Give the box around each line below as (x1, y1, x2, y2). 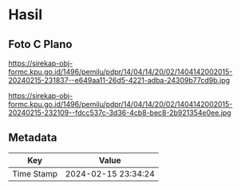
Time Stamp (12, 168, 58, 179)
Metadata (8, 131, 57, 144)
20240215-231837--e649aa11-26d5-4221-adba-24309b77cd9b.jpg (8, 76, 230, 85)
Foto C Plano (8, 38, 73, 51)
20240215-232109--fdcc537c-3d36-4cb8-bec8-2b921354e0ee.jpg (8, 108, 231, 117)
